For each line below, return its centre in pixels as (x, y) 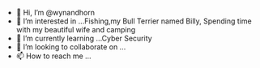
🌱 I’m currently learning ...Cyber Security (84, 38)
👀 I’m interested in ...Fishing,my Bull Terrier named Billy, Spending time (134, 21)
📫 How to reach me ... (53, 56)
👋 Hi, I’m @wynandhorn (55, 13)
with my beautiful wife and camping (76, 30)
